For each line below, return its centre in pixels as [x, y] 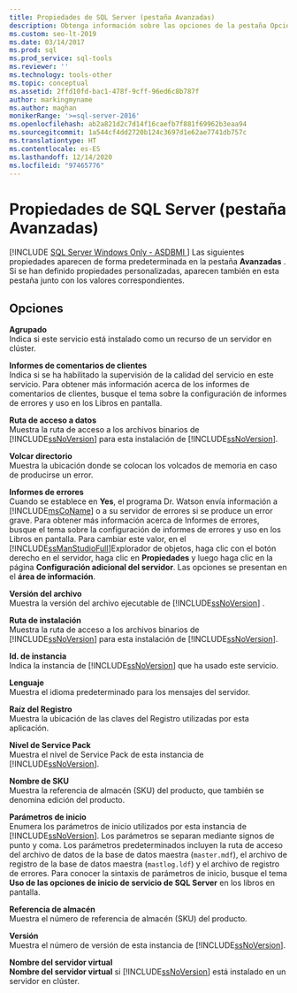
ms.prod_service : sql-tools [61, 58]
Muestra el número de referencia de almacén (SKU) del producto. [128, 919]
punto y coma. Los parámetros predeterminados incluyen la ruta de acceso [146, 845]
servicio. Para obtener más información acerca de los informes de [129, 385]
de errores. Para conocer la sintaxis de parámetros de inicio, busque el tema [148, 874]
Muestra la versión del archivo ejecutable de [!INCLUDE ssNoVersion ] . [137, 603]
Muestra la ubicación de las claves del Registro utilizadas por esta [129, 719]
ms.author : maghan [43, 108]
